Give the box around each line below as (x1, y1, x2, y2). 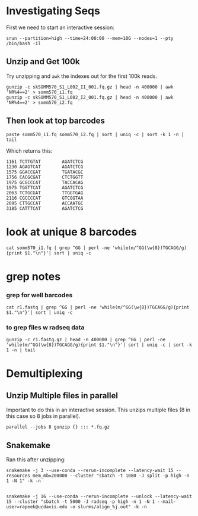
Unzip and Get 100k (6, 56, 80, 67)
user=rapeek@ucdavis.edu (6, 504, 68, 510)
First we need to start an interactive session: (6, 24, 114, 31)
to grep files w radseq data (6, 323, 85, 331)
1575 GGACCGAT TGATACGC (6, 169, 84, 175)
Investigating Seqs (6, 4, 101, 18)
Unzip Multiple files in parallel (6, 391, 119, 401)
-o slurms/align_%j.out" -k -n (69, 504, 147, 510)
